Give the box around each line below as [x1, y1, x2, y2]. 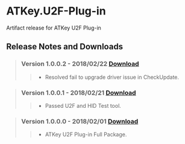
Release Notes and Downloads [6, 42, 124, 52]
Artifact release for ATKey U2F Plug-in [6, 24, 101, 31]
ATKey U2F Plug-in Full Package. [45, 131, 127, 138]
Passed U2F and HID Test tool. [45, 102, 122, 109]
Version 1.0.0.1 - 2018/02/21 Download [20, 89, 137, 97]
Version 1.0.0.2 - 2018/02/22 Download [20, 60, 140, 68]
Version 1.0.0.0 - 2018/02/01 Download [20, 117, 139, 125]
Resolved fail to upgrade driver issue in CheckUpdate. [45, 74, 180, 81]
